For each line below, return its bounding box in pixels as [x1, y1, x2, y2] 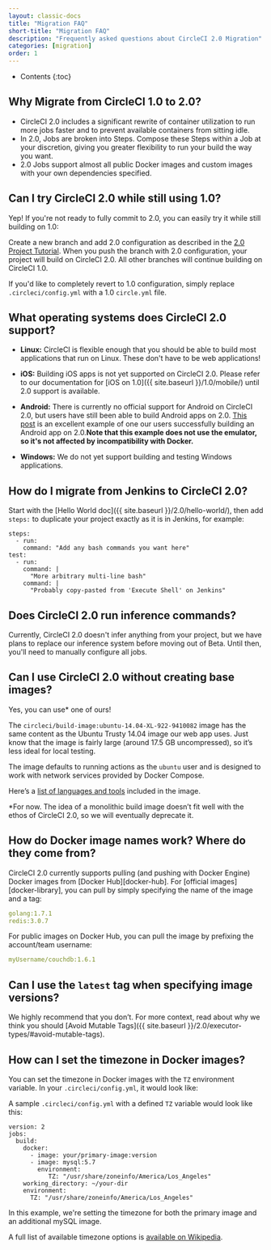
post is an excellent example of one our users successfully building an [19, 419, 255, 429]
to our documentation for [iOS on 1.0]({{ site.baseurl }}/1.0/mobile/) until [19, 378, 260, 388]
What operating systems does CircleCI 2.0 [8, 311, 227, 324]
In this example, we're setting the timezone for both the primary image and [8, 1207, 257, 1218]
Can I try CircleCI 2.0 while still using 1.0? [8, 192, 222, 206]
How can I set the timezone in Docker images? [8, 1053, 245, 1066]
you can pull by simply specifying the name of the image [64, 885, 253, 895]
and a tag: [8, 893, 42, 903]
